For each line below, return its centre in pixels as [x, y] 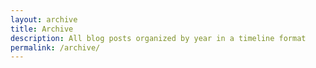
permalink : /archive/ [55, 47]
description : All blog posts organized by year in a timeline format [158, 38]
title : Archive [42, 29]
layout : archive [44, 19]
